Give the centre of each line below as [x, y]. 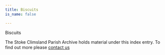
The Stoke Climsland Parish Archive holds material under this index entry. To [83, 42]
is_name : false [21, 14]
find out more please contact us [37, 47]
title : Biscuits [22, 10]
